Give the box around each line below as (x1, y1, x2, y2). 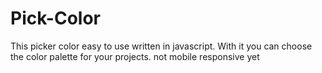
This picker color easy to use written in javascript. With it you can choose (10, 40, 313, 52)
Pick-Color (10, 7, 101, 30)
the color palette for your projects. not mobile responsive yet (10, 50, 260, 62)
